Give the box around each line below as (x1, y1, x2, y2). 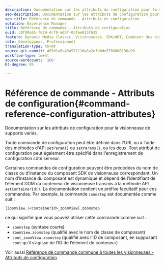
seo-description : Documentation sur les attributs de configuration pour (5, 12, 160, 17)
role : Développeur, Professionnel (5, 39, 76, 44)
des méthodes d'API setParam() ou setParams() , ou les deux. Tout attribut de (5, 145, 160, 151)
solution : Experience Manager (5, 21, 67, 26)
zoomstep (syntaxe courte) (12, 224, 65, 230)
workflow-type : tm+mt (5, 53, 50, 58)
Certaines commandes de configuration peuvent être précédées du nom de (5, 165, 158, 171)
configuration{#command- (17, 98, 130, 109)
